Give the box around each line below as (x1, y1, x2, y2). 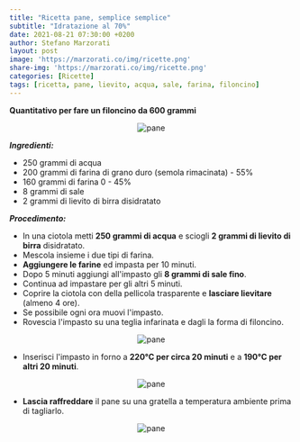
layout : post (9, 47, 59, 56)
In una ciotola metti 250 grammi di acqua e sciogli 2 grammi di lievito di (22, 230, 291, 241)
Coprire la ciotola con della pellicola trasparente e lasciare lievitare (22, 287, 272, 298)
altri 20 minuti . (22, 361, 79, 372)
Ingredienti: (9, 140, 54, 150)
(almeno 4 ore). (22, 297, 80, 308)
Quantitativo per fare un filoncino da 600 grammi (9, 104, 196, 115)
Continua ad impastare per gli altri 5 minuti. (22, 278, 183, 289)
